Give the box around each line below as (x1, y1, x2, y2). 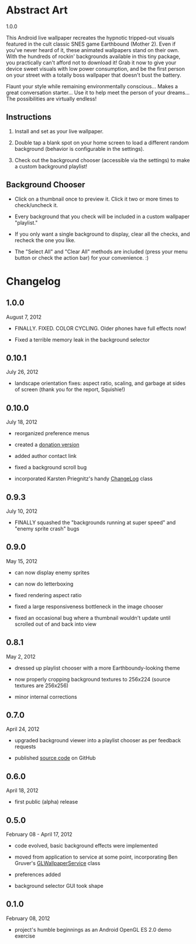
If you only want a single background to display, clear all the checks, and (14, 230, 190, 237)
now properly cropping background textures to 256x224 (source (14, 676, 171, 683)
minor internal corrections (14, 693, 77, 700)
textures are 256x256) (14, 682, 69, 689)
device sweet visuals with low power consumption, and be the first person (6, 65, 185, 72)
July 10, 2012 (6, 508, 38, 515)
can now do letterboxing (14, 580, 74, 587)
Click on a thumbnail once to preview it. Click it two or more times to (14, 195, 180, 202)
